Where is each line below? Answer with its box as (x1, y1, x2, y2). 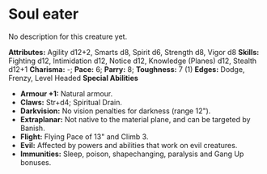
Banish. (19, 123, 46, 133)
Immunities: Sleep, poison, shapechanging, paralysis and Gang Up (19, 149, 244, 159)
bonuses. (19, 157, 52, 167)
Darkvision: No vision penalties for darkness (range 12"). (19, 106, 211, 116)
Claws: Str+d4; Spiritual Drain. (19, 97, 123, 107)
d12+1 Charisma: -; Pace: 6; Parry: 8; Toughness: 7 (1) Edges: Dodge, (8, 64, 245, 74)
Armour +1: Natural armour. (19, 88, 113, 98)
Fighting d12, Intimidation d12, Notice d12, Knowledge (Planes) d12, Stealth (8, 56, 257, 66)
